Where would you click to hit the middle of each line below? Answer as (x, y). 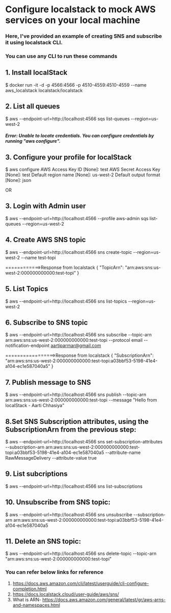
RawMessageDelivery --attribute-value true (51, 458)
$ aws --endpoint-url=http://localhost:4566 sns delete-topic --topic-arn (81, 553)
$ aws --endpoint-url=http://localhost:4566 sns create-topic (69, 252)
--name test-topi (38, 257)
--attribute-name (123, 452)
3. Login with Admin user (46, 206)
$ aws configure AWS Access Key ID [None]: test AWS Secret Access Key (83, 170)
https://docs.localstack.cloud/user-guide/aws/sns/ (66, 594)
